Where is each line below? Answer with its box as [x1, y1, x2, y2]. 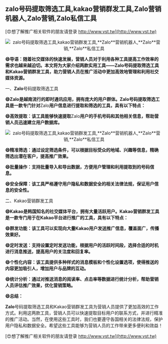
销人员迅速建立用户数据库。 [5, 119, 62, 125]
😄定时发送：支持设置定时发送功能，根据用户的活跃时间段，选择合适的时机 [5, 242, 159, 248]
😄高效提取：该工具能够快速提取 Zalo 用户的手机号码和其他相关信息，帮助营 [5, 113, 159, 119]
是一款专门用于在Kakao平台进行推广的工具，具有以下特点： [5, 215, 128, 221]
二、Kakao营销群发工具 [5, 198, 53, 204]
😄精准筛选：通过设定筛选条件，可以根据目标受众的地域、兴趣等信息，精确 [5, 147, 159, 153]
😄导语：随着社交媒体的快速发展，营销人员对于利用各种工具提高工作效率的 [5, 56, 159, 62]
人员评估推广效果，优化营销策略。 [5, 282, 75, 288]
